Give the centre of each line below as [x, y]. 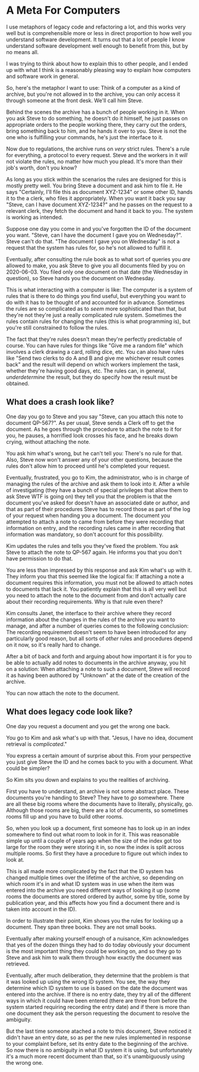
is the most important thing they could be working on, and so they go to [94, 951]
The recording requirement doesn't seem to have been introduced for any [96, 632]
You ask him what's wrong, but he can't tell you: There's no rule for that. [94, 453]
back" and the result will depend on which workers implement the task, [93, 364]
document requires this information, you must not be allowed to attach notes [99, 582]
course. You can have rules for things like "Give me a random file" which [95, 345]
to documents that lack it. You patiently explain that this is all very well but [97, 589]
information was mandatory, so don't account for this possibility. [85, 534]
